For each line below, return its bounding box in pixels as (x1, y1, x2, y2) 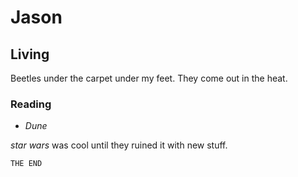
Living (10, 46, 50, 63)
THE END (10, 159, 43, 169)
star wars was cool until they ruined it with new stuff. (10, 139, 228, 151)
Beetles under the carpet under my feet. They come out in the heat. (10, 72, 288, 84)
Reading (10, 97, 52, 111)
